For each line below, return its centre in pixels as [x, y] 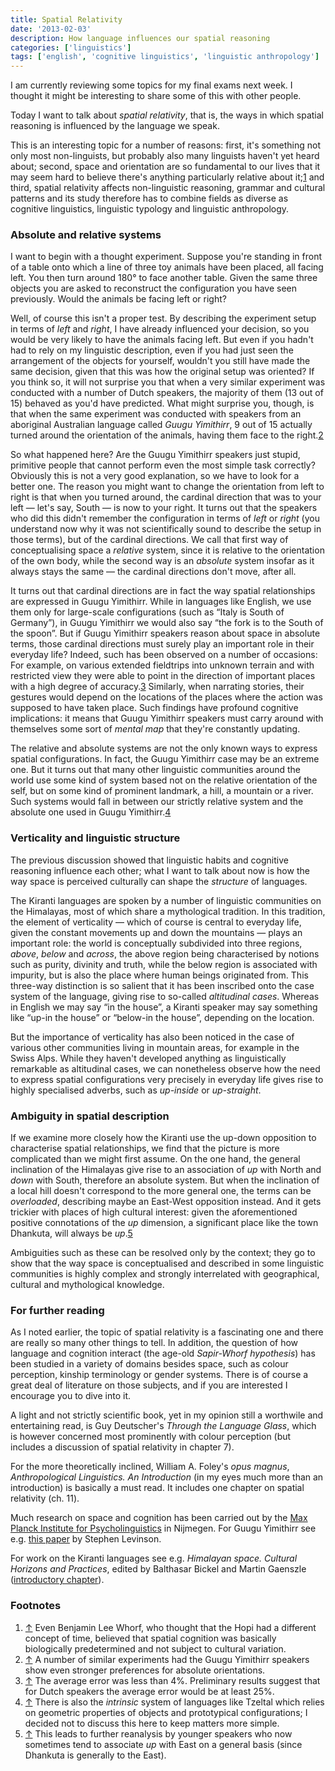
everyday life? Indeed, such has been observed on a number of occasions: [164, 655]
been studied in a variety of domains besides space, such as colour [149, 1364]
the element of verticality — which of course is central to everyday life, [156, 922]
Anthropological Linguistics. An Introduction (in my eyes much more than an [167, 1477]
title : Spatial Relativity [66, 19]
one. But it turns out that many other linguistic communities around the [155, 770]
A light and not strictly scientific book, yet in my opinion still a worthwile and [167, 1415]
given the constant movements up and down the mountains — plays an [156, 932]
